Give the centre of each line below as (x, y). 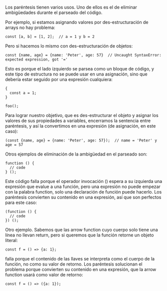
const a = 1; (23, 93)
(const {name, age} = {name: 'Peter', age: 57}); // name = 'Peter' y (81, 140)
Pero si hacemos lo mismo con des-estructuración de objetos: (69, 46)
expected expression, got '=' (37, 59)
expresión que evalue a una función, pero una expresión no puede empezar (83, 186)
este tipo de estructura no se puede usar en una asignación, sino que (77, 74)
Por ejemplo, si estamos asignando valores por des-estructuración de (77, 22)
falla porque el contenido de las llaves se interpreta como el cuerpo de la (80, 259)
